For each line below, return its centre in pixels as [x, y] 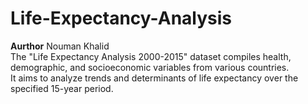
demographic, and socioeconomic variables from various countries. [150, 67]
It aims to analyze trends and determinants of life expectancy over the [154, 78]
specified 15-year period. [62, 88]
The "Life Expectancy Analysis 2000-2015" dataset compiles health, [151, 56]
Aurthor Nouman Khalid [60, 46]
